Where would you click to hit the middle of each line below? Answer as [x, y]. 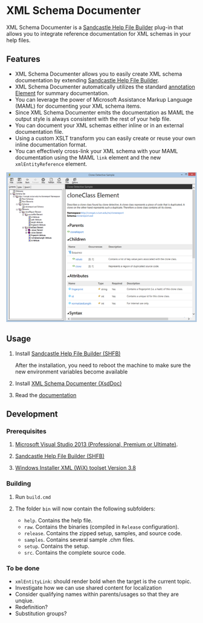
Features [23, 59]
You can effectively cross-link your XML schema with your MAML [96, 151]
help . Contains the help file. [58, 520]
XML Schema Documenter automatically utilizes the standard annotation [105, 87]
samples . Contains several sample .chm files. [79, 539]
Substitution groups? [41, 614]
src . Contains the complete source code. [75, 552]
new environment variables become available [71, 371]
